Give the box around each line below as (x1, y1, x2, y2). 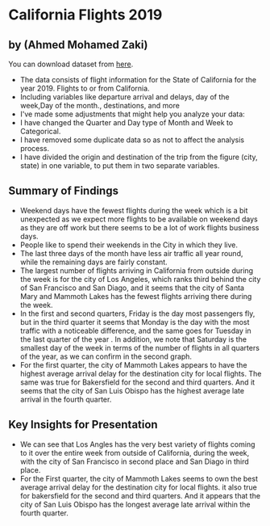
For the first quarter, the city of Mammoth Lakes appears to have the (19, 360, 247, 369)
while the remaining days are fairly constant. (19, 257, 168, 267)
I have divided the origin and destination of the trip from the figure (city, (19, 152, 258, 162)
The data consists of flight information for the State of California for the (19, 75, 256, 84)
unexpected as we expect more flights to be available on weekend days (19, 214, 258, 224)
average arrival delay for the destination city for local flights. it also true (19, 482, 258, 492)
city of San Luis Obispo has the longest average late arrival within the (19, 499, 251, 509)
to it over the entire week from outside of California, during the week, (19, 448, 250, 457)
